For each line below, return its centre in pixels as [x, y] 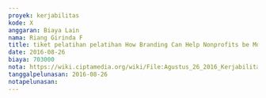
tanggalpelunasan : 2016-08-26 [58, 74]
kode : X [21, 23]
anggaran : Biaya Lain [44, 30]
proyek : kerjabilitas [44, 15]
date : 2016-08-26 [37, 52]
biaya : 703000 [32, 60]
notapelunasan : [33, 81]
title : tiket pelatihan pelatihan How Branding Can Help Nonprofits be [129, 45]
